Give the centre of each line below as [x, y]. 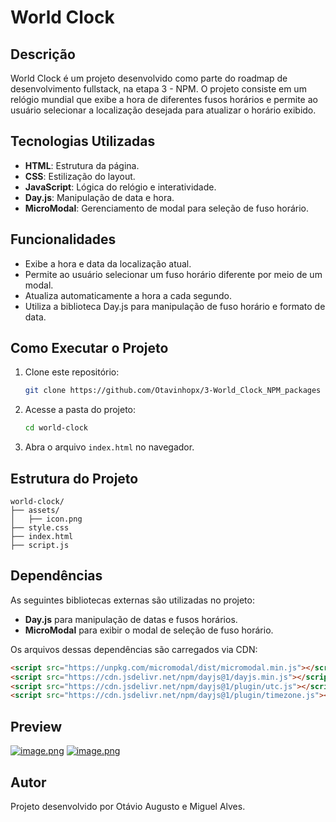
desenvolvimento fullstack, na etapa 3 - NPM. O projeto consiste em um [158, 89]
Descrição [43, 54]
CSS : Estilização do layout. [80, 176]
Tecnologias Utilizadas [83, 141]
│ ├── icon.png [46, 519]
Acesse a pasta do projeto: [80, 410]
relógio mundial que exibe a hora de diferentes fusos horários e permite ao [164, 99]
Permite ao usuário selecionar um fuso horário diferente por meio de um [173, 274]
